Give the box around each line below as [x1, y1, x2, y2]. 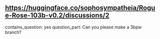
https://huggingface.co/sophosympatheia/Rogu [5, 4, 155, 12]
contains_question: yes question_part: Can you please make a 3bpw [5, 24, 142, 30]
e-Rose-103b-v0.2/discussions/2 [5, 12, 110, 20]
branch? [5, 29, 22, 35]
